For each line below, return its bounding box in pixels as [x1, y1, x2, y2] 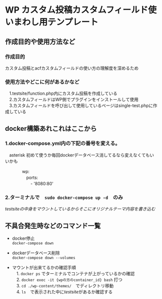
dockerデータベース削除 [12, 250, 60, 256]
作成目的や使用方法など [5, 37, 75, 46]
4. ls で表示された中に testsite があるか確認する [16, 289, 113, 295]
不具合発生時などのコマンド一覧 [5, 222, 101, 230]
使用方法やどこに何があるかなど [5, 78, 80, 85]
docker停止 [12, 235, 35, 241]
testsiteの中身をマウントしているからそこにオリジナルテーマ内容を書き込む [5, 206, 156, 212]
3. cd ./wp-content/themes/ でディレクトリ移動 [16, 282, 114, 288]
